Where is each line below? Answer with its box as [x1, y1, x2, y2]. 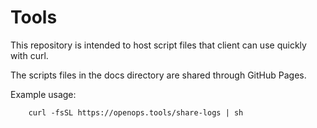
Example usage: [10, 88, 77, 100]
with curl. [10, 49, 49, 61]
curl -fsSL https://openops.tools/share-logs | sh [28, 107, 244, 118]
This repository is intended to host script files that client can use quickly [10, 39, 307, 51]
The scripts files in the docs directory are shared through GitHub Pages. [10, 69, 307, 81]
